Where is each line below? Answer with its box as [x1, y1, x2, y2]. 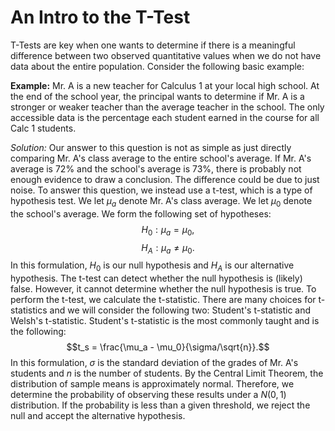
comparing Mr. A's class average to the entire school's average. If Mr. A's [10, 152, 312, 164]
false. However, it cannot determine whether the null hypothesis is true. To [10, 283, 317, 295]
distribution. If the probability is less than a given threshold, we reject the [10, 399, 311, 411]
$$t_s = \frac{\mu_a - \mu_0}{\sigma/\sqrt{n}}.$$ [66, 341, 270, 353]
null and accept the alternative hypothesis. [10, 410, 186, 422]
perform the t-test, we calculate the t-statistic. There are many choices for [10, 294, 317, 306]
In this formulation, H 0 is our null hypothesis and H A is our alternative [10, 259, 295, 274]
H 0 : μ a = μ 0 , [141, 223, 195, 238]
